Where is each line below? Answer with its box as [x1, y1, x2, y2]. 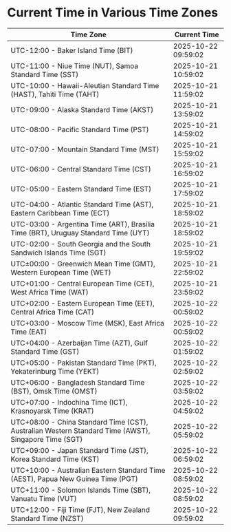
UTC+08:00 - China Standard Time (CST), [10, 417, 148, 427]
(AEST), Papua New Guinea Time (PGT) [10, 474, 139, 483]
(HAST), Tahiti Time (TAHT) [10, 89, 100, 99]
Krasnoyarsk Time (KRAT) [10, 406, 94, 416]
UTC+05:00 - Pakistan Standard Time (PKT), [10, 358, 157, 368]
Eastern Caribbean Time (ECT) [10, 208, 110, 217]
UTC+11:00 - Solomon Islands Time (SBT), [10, 485, 151, 495]
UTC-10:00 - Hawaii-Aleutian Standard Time [10, 81, 159, 90]
